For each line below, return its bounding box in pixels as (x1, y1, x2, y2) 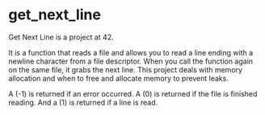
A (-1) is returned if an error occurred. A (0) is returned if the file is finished (8, 88, 258, 98)
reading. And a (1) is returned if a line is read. (8, 97, 158, 107)
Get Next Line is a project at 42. (8, 32, 115, 42)
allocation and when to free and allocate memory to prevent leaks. (8, 73, 229, 83)
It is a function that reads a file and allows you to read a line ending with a (8, 47, 254, 57)
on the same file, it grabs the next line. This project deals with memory (8, 64, 243, 74)
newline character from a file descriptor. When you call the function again (8, 56, 253, 66)
